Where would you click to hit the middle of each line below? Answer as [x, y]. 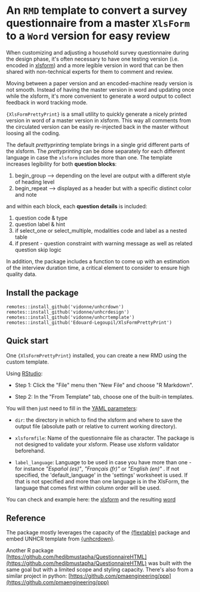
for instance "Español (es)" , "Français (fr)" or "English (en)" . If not [97, 468]
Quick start [27, 341]
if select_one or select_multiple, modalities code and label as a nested [101, 230]
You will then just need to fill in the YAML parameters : [72, 408]
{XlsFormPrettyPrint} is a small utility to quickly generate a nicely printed [97, 114]
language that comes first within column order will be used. [88, 488]
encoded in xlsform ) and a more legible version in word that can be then [95, 65]
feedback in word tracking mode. [47, 102]
